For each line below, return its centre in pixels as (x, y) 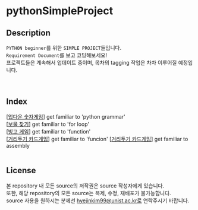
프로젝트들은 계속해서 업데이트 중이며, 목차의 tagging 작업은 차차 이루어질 (92, 63)
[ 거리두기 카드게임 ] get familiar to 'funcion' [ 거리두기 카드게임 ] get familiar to (97, 139)
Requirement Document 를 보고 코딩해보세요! (57, 55)
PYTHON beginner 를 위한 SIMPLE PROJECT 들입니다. (64, 48)
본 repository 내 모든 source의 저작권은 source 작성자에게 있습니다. (85, 186)
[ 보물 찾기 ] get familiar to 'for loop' (48, 124)
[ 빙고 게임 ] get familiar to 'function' (48, 131)
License (21, 171)
